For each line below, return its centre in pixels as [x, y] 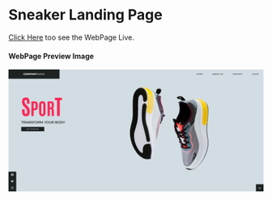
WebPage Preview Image [51, 56]
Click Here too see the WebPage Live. [72, 37]
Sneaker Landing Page [86, 15]
